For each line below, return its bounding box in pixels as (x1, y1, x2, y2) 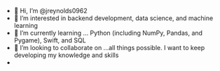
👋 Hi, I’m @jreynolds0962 (13, 7, 88, 15)
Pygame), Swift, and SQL (13, 36, 86, 45)
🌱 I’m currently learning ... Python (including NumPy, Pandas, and (13, 29, 203, 37)
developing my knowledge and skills (13, 51, 119, 59)
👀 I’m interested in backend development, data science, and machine (13, 14, 214, 22)
